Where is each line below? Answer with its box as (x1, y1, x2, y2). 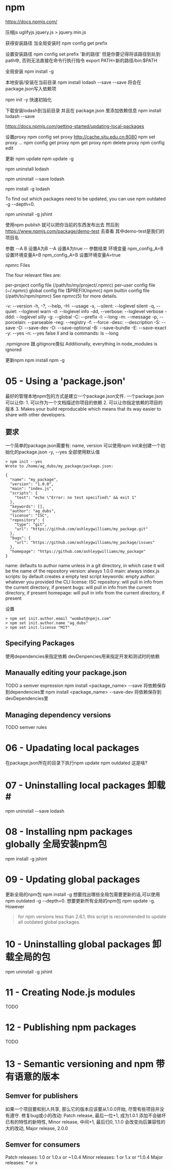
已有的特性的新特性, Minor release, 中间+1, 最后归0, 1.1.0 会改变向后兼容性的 (5, 1119, 166, 1125)
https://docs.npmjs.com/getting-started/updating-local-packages (5, 123, 145, 129)
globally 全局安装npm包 (5, 838, 107, 850)
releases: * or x (5, 1159, 37, 1165)
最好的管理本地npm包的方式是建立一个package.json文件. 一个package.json (5, 393, 164, 399)
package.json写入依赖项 (5, 85, 56, 91)
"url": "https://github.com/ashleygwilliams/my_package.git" (14, 526, 148, 531)
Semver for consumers (5, 1140, 81, 1149)
